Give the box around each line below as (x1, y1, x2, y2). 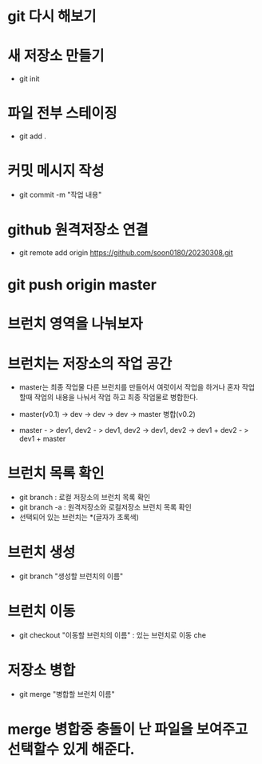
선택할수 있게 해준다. (7, 741, 135, 758)
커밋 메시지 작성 (7, 162, 105, 180)
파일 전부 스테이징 (7, 105, 117, 122)
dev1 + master (18, 434, 66, 444)
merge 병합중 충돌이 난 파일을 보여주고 (7, 721, 248, 738)
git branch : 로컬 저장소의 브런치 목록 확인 (18, 493, 151, 502)
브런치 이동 (7, 602, 76, 621)
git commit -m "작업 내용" (18, 190, 102, 199)
